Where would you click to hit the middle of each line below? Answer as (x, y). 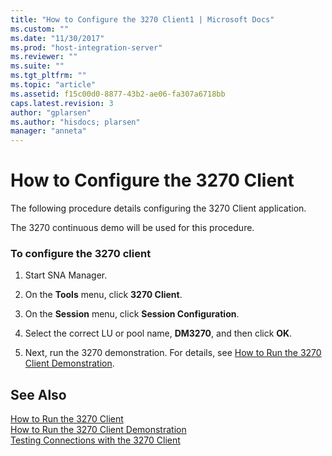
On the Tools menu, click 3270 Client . (103, 295)
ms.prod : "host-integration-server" (86, 47)
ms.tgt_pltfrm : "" (48, 76)
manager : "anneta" (48, 131)
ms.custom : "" (40, 29)
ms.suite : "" (37, 66)
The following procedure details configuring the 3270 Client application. (158, 208)
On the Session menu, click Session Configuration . (132, 314)
